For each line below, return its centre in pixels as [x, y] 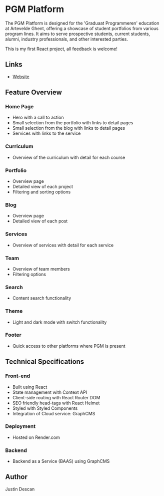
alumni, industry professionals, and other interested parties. [67, 39]
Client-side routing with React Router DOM [56, 397]
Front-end [18, 376]
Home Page [19, 107]
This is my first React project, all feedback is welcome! [61, 49]
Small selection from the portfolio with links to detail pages [73, 123]
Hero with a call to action [38, 117]
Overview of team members [41, 269]
